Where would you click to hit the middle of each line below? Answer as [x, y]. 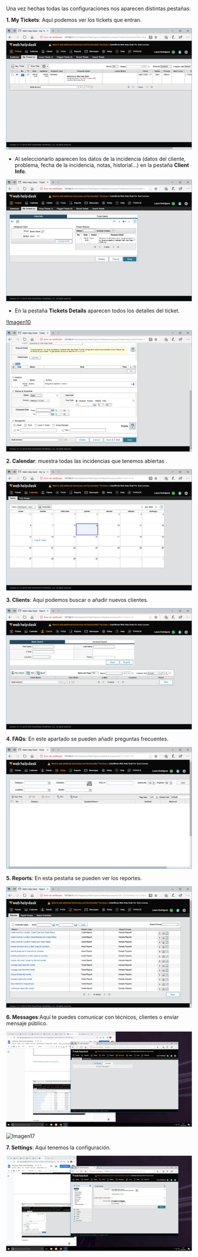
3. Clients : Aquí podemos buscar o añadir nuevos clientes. [77, 600]
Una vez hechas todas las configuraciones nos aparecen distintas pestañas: [99, 9]
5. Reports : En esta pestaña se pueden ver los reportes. [74, 878]
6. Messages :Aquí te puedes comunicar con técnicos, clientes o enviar [93, 1017]
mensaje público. [27, 1023]
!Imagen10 [19, 322]
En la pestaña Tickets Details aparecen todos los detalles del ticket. [97, 310]
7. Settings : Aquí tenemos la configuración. [59, 1147]
